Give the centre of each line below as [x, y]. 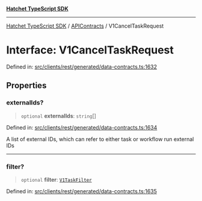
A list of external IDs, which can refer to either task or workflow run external [100, 139]
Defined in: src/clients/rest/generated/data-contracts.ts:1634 [82, 127]
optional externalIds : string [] [58, 116]
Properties [26, 85]
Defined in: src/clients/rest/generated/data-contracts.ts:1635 [82, 191]
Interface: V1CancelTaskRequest [90, 50]
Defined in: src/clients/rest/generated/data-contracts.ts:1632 [82, 67]
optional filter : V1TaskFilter [56, 179]
